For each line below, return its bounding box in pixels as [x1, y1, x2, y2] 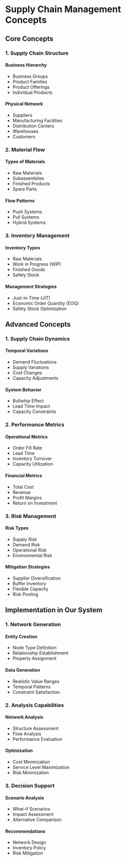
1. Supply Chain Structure [5, 49, 69, 57]
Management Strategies [5, 283, 57, 289]
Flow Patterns [5, 197, 35, 204]
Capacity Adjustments [12, 375, 59, 381]
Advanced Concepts [5, 320, 71, 329]
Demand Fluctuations [12, 359, 57, 365]
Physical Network [5, 101, 43, 107]
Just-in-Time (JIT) [12, 294, 51, 301]
